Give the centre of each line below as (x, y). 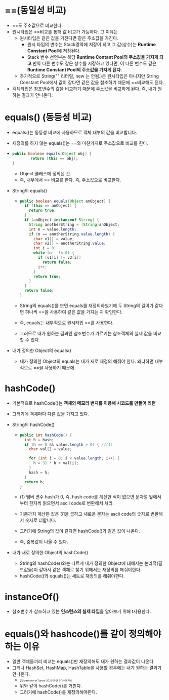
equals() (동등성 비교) (48, 118)
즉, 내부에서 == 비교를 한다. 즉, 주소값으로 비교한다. (70, 180)
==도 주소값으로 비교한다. (37, 25)
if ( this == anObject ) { (50, 206)
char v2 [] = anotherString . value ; (70, 244)
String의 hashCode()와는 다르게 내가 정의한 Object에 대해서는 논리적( (89, 563)
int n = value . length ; (53, 229)
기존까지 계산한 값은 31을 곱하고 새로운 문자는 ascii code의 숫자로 (85, 514)
